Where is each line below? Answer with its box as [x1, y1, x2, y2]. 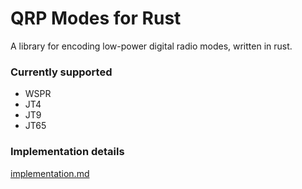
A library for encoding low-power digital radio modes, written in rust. [10, 40, 293, 52]
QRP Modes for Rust [10, 7, 182, 30]
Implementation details [10, 145, 125, 159]
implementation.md [10, 167, 90, 179]
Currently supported [10, 65, 113, 79]
